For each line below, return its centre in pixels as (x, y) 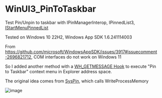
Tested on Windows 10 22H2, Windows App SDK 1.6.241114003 (69, 37)
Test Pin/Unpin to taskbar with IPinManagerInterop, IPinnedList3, (70, 22)
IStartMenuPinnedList (27, 27)
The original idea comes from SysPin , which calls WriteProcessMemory (77, 81)
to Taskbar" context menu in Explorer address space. (59, 71)
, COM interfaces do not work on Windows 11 (76, 57)
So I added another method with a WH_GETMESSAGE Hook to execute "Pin (81, 66)
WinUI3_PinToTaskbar (51, 9)
